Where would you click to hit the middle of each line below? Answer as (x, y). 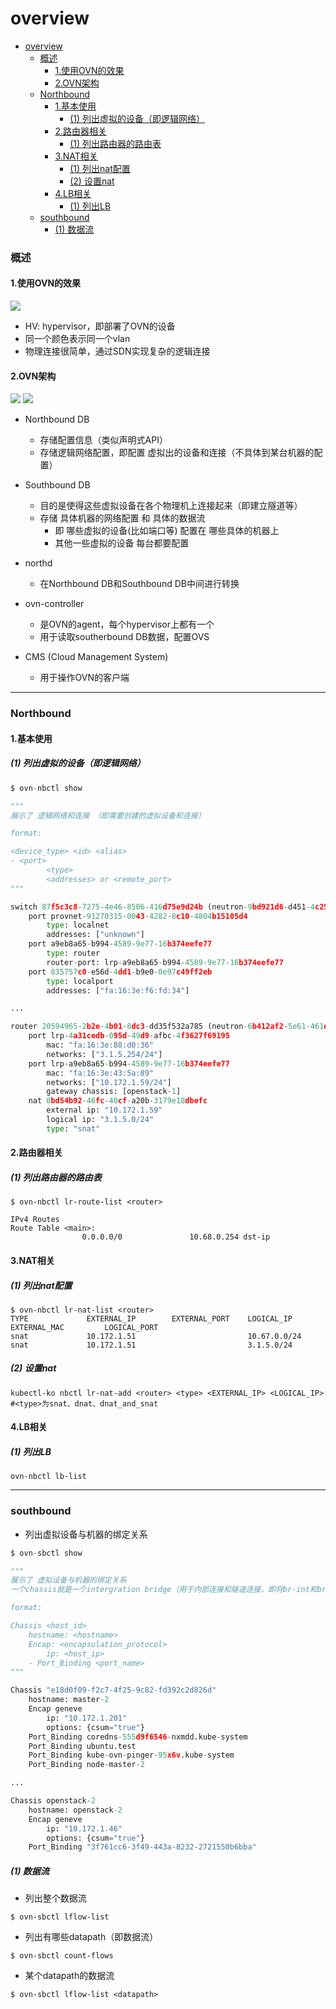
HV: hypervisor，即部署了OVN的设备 (100, 326)
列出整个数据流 (55, 1898)
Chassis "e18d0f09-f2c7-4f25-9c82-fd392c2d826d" (113, 1690)
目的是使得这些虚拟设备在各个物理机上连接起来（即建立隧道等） (171, 506)
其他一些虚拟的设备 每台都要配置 (122, 543)
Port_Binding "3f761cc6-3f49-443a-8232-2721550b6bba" (142, 1847)
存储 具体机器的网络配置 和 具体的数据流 (122, 518)
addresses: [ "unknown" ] (95, 935)
